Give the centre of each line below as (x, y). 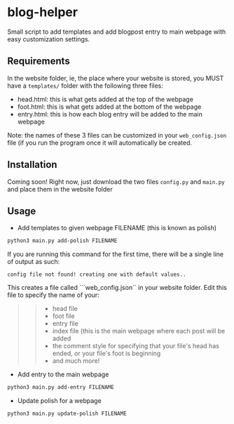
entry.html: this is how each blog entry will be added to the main (110, 114)
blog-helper (43, 12)
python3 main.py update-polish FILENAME (67, 414)
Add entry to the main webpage (63, 375)
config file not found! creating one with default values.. (97, 274)
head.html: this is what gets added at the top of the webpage (105, 99)
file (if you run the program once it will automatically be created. (100, 143)
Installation (32, 165)
